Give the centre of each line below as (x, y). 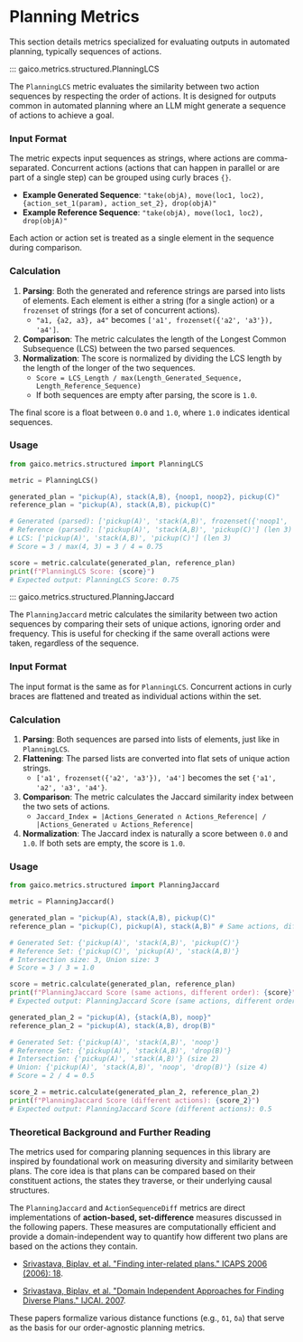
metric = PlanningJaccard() (62, 902)
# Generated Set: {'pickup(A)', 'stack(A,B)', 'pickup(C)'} (125, 942)
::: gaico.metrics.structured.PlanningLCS (84, 69)
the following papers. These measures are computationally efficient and (143, 1227)
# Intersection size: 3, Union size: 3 (84, 959)
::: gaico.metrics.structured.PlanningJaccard (92, 597)
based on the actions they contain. (73, 1246)
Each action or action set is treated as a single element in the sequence (142, 238)
